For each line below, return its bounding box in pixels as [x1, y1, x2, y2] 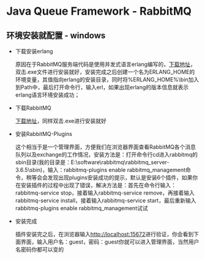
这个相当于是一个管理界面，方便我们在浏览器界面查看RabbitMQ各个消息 [15, 143, 196, 151]
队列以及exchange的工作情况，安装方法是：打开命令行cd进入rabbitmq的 [15, 151, 198, 158]
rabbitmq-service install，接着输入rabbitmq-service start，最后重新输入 [15, 197, 196, 204]
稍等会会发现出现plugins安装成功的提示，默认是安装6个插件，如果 [26, 174, 193, 181]
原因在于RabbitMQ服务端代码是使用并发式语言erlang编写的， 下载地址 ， [15, 61, 196, 68]
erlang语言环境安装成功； [15, 91, 80, 99]
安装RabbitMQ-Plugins [15, 130, 72, 137]
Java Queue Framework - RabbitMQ [6, 4, 192, 18]
